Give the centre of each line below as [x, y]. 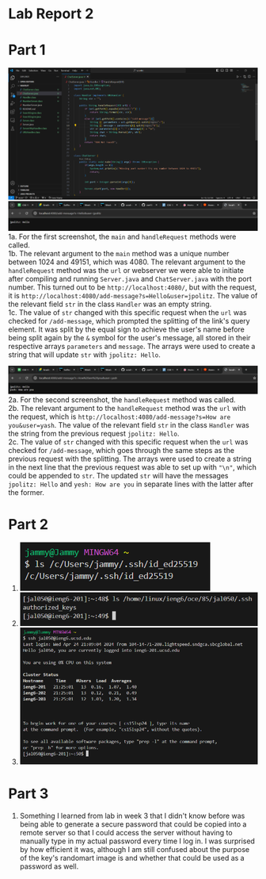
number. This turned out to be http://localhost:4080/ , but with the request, [133, 287]
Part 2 [28, 525]
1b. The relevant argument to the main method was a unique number [119, 254]
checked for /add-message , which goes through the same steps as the [122, 451]
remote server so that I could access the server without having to [126, 832]
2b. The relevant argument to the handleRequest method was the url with [127, 409]
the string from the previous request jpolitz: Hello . [94, 434]
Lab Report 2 [51, 14]
